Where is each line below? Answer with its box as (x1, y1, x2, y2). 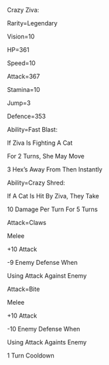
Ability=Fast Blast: (7, 126, 58, 133)
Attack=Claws (7, 219, 46, 226)
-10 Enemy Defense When (7, 325, 80, 333)
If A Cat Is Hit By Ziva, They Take (7, 192, 99, 200)
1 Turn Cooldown (7, 351, 54, 360)
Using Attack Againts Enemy (7, 338, 87, 346)
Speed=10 (7, 59, 36, 67)
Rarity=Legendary (7, 19, 58, 27)
